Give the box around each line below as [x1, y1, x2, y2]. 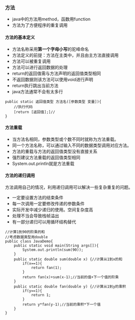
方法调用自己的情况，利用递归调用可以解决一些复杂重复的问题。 [5, 184, 133, 190]
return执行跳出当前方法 [12, 83, 59, 88]
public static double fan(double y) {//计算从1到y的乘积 [14, 284, 126, 289]
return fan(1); [31, 265, 62, 270]
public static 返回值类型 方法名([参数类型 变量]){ [5, 99, 101, 104]
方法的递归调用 [5, 172, 35, 178]
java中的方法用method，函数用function [12, 16, 91, 22]
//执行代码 [14, 104, 33, 109]
